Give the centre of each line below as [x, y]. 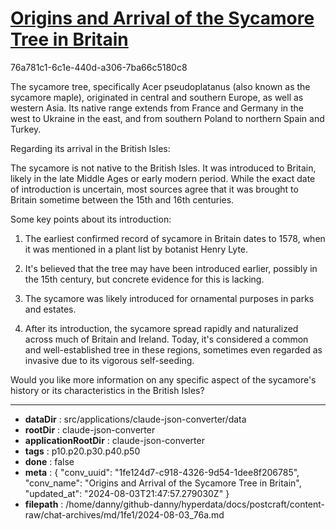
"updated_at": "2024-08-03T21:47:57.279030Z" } [127, 493]
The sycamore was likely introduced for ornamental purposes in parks [169, 298]
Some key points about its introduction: [91, 219]
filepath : [44, 504]
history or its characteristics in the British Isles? [107, 390]
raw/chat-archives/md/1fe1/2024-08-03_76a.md [124, 514]
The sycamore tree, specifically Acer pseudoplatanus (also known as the [160, 86]
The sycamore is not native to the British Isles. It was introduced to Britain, [163, 168]
